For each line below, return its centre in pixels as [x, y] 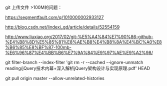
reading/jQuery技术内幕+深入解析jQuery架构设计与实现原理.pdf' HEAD [78, 68]
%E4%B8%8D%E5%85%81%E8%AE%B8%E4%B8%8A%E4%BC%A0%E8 [84, 42]
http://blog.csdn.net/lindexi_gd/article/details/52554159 [62, 27]
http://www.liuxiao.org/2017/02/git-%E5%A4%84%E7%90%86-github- [79, 37]
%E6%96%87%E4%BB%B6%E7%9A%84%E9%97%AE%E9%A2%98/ [79, 52]
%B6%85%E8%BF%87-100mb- [38, 47]
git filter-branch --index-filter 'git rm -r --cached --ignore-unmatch [74, 62]
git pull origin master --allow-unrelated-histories [55, 78]
